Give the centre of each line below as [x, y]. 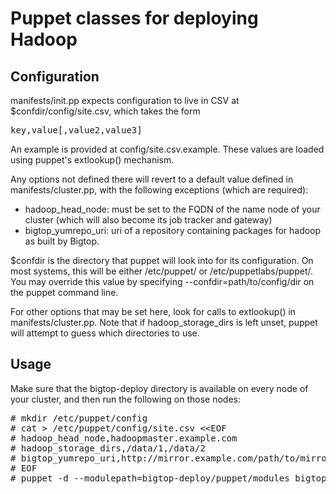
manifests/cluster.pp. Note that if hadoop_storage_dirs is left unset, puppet [164, 322]
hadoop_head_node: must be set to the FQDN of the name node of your [172, 209]
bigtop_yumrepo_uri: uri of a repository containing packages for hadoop [173, 230]
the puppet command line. [64, 292]
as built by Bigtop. [62, 241]
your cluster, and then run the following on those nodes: [125, 399]
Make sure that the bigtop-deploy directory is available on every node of [159, 388]
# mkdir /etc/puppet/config [79, 418]
